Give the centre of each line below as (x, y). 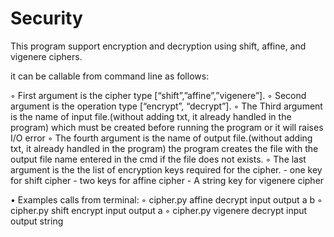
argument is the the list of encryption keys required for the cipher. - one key (166, 169)
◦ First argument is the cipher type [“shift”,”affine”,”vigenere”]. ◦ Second (158, 95)
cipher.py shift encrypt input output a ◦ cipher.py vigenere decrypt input (159, 210)
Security (46, 18)
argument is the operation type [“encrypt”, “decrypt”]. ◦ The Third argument (166, 106)
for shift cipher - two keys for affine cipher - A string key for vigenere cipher (167, 180)
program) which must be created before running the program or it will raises (167, 127)
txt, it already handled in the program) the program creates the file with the (164, 148)
